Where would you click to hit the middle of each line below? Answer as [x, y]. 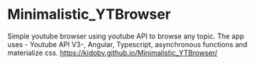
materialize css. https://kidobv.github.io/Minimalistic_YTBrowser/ [113, 52]
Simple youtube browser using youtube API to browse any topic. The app [126, 36]
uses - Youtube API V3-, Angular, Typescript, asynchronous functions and [128, 44]
